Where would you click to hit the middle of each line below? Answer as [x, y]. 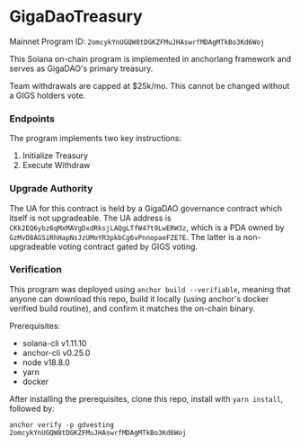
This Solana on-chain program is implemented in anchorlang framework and [150, 58]
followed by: [32, 408]
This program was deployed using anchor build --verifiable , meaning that [150, 289]
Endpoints [32, 119]
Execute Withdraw [56, 165]
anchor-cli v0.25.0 [56, 352]
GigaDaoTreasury [76, 17]
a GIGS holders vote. [48, 95]
